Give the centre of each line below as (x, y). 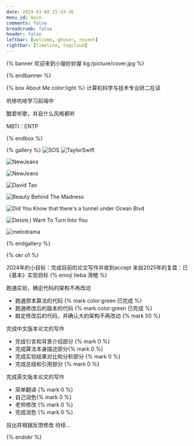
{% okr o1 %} (23, 255)
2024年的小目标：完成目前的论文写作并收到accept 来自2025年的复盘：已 (97, 267)
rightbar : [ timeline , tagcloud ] (47, 46)
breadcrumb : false (29, 29)
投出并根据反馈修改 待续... (39, 425)
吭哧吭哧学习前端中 (30, 101)
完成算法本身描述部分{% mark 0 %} (59, 349)
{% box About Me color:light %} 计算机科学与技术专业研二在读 (83, 87)
